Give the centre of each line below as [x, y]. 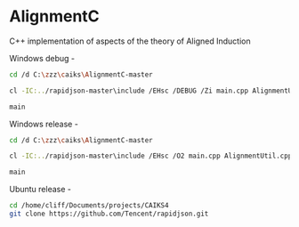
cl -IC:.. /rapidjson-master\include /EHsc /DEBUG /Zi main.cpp [129, 91]
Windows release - [44, 124]
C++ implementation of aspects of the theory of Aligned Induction [130, 41]
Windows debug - [42, 58]
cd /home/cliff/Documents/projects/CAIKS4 [89, 206]
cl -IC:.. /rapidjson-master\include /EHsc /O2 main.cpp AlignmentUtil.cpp [151, 156]
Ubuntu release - [40, 190]
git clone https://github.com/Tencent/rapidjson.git [109, 214]
